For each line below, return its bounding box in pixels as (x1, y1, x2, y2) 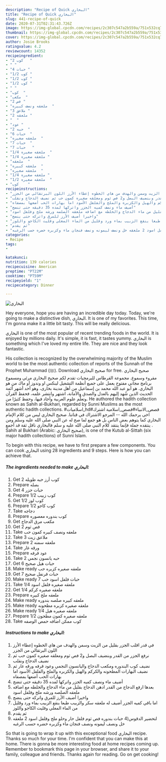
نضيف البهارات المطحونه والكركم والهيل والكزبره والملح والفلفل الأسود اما (12, 668, 148, 675)
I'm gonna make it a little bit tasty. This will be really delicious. (5, 321, 131, 327)
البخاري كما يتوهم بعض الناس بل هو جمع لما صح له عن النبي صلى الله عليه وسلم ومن (5, 417, 161, 423)
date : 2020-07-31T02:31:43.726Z (5, 21, 72, 26)
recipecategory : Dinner (5, 283, 55, 288)
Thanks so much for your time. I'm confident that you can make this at (5, 736, 148, 742)
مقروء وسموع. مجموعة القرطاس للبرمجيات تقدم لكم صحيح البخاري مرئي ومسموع (5, 375, 157, 381)
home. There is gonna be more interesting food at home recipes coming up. (5, 741, 159, 747)
